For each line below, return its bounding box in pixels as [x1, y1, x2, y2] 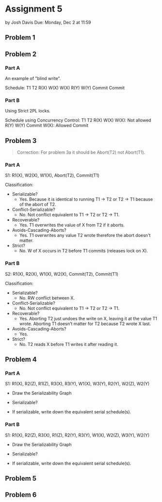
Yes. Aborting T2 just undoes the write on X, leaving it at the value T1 [19, 315, 158, 321]
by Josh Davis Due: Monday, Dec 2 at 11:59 [5, 19, 91, 25]
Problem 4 [5, 355, 37, 364]
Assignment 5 [5, 3, 63, 15]
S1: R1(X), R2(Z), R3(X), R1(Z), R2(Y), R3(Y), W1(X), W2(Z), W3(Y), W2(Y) [5, 432, 149, 438]
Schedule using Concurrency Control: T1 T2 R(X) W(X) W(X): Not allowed [5, 117, 151, 123]
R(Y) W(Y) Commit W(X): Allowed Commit [5, 123, 89, 128]
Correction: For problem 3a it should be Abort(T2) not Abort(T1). [16, 149, 146, 156]
